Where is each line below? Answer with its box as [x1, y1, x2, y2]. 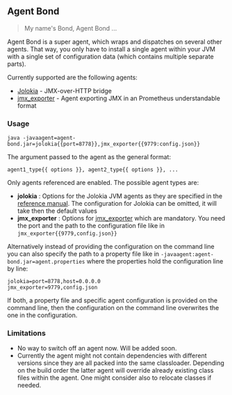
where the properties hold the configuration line [86, 257, 224, 266]
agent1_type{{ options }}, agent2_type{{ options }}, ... [7, 166, 179, 173]
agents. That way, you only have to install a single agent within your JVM [7, 45, 215, 53]
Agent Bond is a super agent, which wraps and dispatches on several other [7, 38, 222, 46]
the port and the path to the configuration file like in [17, 222, 165, 230]
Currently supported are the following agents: [7, 73, 138, 81]
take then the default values [17, 207, 97, 215]
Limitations [7, 328, 47, 338]
